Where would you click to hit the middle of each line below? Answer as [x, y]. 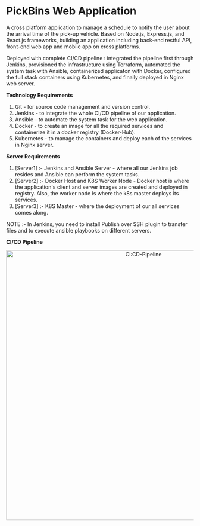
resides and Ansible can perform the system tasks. [77, 174]
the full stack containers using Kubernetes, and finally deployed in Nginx [95, 77]
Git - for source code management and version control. [82, 106]
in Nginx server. [34, 145]
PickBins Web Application [71, 11]
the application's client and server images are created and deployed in [101, 187]
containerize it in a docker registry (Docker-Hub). [75, 132]
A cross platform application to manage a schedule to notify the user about [98, 27]
